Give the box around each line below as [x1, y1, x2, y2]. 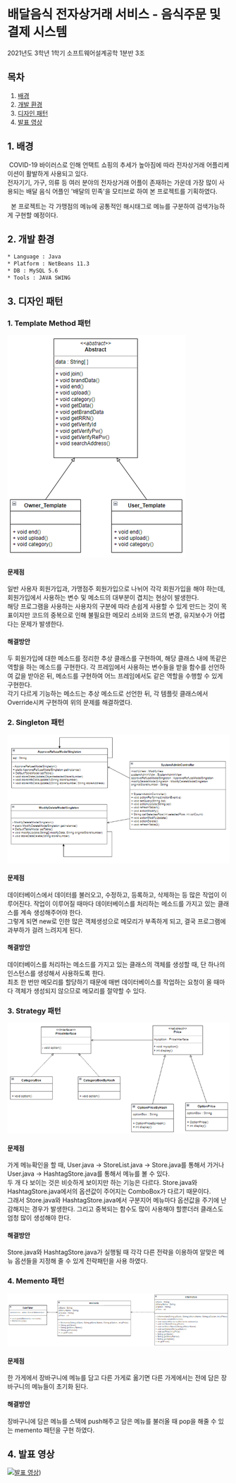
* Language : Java [7, 253, 61, 261]
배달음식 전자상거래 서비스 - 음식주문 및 [7, 6, 221, 23]
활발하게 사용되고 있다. [25, 169, 89, 178]
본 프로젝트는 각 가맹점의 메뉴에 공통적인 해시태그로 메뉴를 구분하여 [10, 202, 195, 210]
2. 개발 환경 [7, 233, 55, 245]
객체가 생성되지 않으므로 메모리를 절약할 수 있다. [14, 987, 147, 995]
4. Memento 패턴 [7, 1276, 65, 1286]
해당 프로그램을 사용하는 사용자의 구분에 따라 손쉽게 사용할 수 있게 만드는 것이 [7, 602, 220, 610]
